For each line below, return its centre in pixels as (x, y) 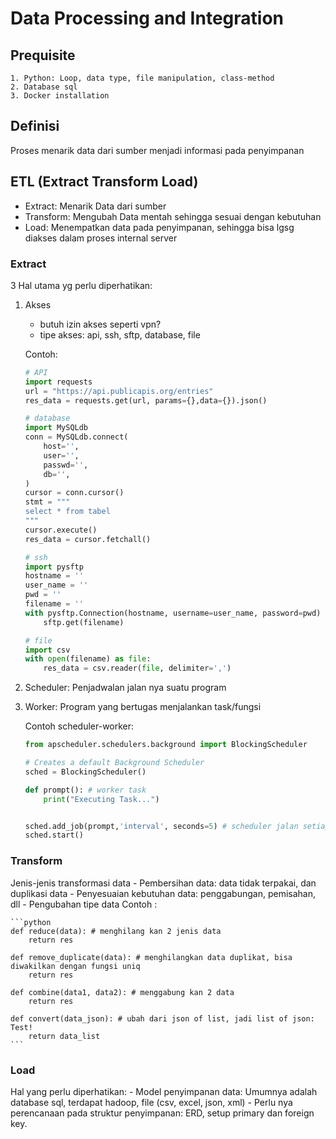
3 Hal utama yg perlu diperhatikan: (81, 285)
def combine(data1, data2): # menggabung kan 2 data (122, 992)
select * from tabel (67, 512)
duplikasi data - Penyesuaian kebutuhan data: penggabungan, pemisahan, (163, 893)
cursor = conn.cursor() (74, 493)
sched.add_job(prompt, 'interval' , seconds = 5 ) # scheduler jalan (161, 826)
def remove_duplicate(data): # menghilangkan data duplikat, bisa (151, 957)
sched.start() (54, 835)
